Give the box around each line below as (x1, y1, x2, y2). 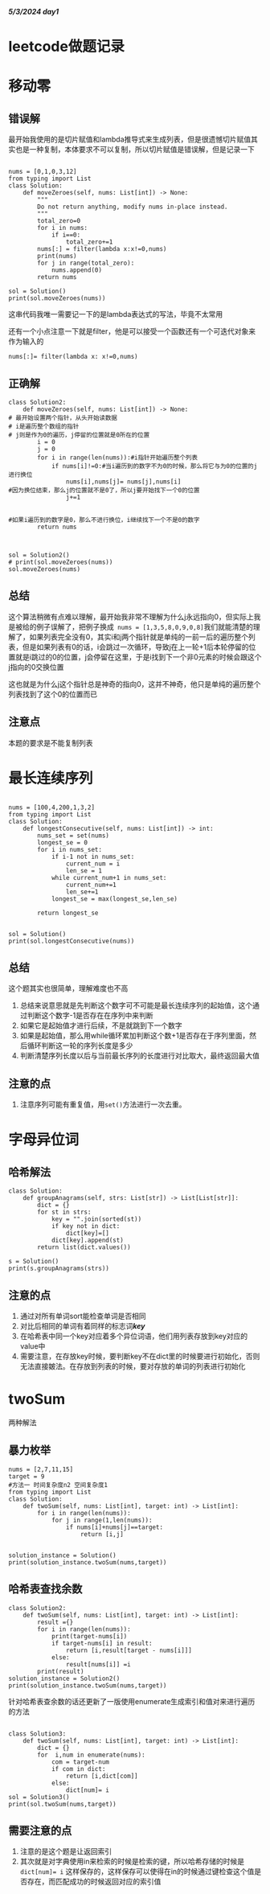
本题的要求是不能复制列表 (8, 737, 93, 747)
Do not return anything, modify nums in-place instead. (37, 203, 228, 212)
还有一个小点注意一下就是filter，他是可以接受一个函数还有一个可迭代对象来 (8, 327, 256, 336)
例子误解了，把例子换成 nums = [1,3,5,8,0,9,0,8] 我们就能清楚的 (35, 622, 253, 631)
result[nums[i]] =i (65, 1660, 131, 1668)
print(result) (37, 1667, 84, 1675)
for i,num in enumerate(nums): (37, 1751, 146, 1759)
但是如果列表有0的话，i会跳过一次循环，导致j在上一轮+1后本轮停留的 (22, 642, 249, 651)
